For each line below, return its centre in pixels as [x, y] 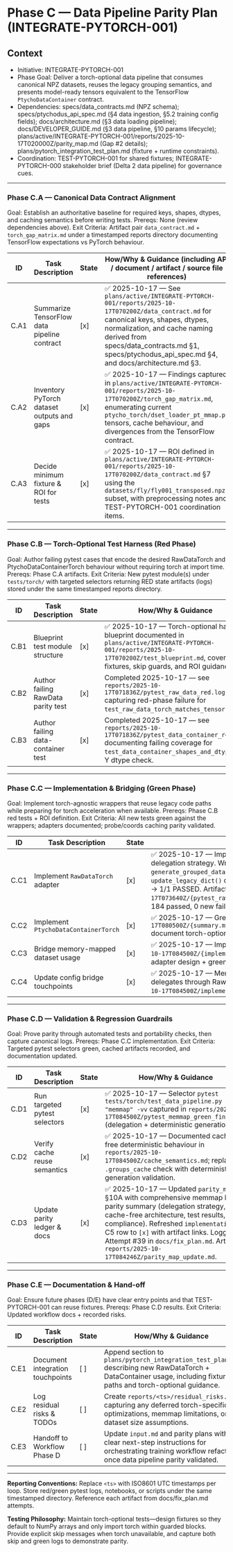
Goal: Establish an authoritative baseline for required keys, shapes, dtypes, [114, 212]
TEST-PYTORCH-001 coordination [162, 507]
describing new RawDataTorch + [157, 1368]
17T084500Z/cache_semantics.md [156, 1161]
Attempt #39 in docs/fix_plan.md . [160, 1241]
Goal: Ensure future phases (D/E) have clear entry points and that [100, 1300]
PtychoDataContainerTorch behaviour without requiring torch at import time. [116, 567]
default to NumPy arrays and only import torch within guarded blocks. [107, 1526]
